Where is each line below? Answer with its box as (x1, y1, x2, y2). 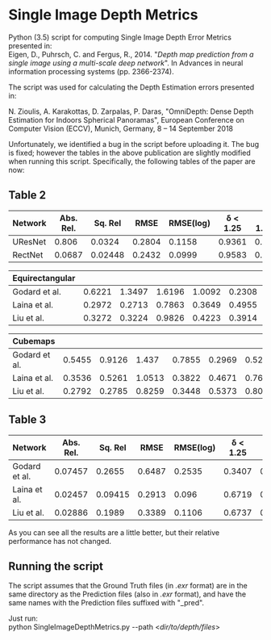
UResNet (12, 236, 47, 247)
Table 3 (8, 413, 47, 427)
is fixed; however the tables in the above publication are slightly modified (8, 148, 252, 157)
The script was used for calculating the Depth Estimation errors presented (8, 82, 255, 92)
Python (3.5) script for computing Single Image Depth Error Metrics (8, 32, 232, 42)
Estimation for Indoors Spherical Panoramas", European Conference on (8, 115, 244, 124)
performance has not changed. (8, 536, 111, 546)
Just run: (8, 613, 39, 623)
